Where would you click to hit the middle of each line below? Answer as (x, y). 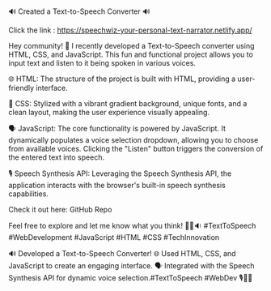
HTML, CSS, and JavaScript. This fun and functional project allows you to (131, 54)
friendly (21, 88)
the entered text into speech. (57, 157)
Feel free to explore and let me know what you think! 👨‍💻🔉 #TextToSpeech (132, 226)
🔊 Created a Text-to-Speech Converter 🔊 (80, 11)
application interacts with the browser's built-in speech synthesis (117, 185)
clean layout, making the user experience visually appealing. (109, 112)
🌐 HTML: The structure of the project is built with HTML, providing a (122, 79)
